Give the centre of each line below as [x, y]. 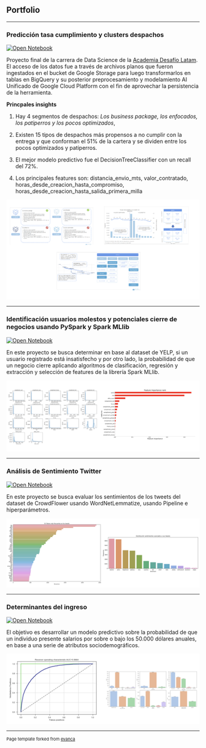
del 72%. [27, 166]
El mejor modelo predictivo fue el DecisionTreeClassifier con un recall [103, 160]
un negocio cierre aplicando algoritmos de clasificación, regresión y [92, 365]
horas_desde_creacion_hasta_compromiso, [70, 185]
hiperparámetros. [28, 510]
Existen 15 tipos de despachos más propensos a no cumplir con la [98, 135]
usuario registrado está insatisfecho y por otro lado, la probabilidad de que [101, 359]
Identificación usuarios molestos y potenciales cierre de [92, 319]
